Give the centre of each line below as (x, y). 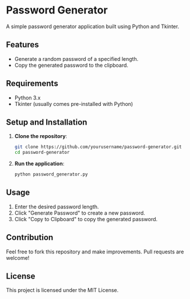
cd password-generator (42, 153)
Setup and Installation (47, 122)
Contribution (30, 238)
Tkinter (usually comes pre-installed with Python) (74, 104)
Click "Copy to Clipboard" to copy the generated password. (86, 219)
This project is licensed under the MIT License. (62, 290)
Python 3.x (27, 98)
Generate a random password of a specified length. (76, 59)
